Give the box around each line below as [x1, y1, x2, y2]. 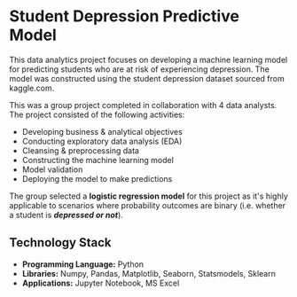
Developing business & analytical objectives [21, 126, 184, 137]
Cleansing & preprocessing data [21, 145, 140, 156]
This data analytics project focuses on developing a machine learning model [9, 54, 288, 65]
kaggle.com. [9, 82, 55, 93]
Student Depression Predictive [9, 6, 239, 27]
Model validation [21, 164, 83, 175]
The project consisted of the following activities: [9, 109, 185, 120]
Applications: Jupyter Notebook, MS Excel [21, 277, 180, 288]
